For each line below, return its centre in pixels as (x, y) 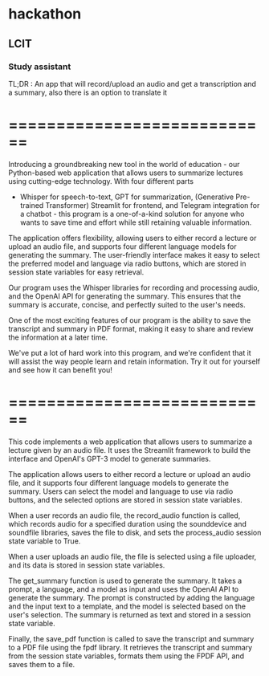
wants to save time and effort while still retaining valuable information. (136, 222)
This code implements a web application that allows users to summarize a (130, 442)
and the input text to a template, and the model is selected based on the (127, 606)
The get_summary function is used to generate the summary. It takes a (125, 580)
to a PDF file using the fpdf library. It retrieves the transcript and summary (130, 647)
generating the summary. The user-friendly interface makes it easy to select (134, 255)
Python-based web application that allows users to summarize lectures (126, 173)
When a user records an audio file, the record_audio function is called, (124, 515)
